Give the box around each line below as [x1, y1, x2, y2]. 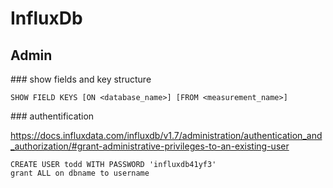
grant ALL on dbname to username [10, 168, 150, 178]
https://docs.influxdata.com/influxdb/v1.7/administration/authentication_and [10, 130, 323, 141]
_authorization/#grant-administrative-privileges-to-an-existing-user [10, 140, 290, 152]
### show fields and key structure [10, 73, 152, 85]
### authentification [10, 110, 95, 122]
